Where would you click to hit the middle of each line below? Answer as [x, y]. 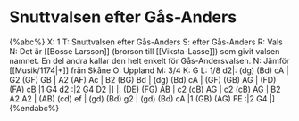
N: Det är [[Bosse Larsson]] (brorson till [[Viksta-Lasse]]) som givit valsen [145, 51]
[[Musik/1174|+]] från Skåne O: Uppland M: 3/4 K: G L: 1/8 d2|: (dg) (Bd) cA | [149, 70]
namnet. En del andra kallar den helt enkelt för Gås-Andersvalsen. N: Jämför [149, 60]
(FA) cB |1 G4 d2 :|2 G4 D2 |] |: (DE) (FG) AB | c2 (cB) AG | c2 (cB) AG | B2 [145, 89]
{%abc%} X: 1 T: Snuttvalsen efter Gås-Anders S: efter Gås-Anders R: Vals [146, 42]
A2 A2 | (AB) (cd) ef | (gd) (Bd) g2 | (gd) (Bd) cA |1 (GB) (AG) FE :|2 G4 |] [142, 98]
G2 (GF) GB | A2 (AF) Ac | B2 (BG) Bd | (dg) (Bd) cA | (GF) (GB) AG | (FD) [143, 79]
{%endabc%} [34, 108]
